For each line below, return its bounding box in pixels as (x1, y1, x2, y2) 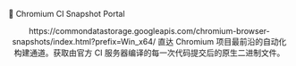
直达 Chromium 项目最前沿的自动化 (157, 37, 287, 46)
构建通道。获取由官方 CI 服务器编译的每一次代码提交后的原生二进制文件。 (13, 47, 285, 58)
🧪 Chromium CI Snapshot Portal (8, 9, 126, 19)
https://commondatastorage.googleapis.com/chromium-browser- (29, 26, 270, 36)
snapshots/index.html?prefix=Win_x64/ (12, 37, 156, 46)
